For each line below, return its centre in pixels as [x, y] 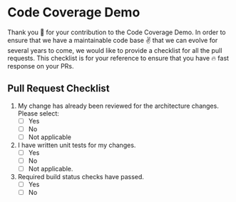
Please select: [38, 113]
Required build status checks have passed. [81, 177]
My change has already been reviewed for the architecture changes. [118, 106]
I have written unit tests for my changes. [77, 145]
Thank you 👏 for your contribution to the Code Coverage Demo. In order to [117, 32]
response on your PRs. [41, 66]
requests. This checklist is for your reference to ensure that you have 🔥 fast [118, 58]
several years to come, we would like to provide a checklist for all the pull [115, 50]
